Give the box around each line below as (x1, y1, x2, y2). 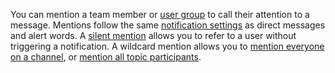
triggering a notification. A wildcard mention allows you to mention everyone (10, 40, 325, 52)
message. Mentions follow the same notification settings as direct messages (10, 19, 326, 31)
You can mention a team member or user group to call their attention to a (10, 9, 310, 20)
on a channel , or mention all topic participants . (10, 51, 202, 63)
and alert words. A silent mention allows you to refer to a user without (10, 30, 297, 41)
